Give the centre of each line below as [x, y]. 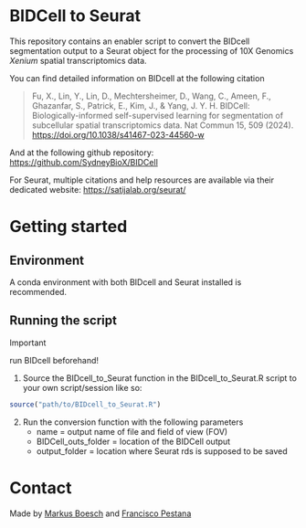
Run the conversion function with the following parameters [133, 422]
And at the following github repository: [82, 153]
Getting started [69, 227]
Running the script [63, 321]
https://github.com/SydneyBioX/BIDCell [84, 162]
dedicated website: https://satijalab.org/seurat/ [98, 189]
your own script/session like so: [82, 387]
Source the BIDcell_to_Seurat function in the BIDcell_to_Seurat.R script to [159, 378]
